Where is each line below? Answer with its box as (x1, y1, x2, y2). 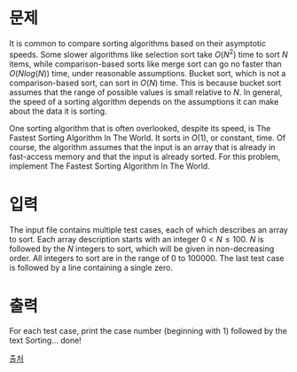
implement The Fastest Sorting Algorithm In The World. (9, 161, 210, 171)
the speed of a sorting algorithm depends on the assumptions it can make (9, 96, 279, 107)
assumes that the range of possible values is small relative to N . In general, (9, 86, 283, 98)
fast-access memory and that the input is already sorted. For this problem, (9, 151, 281, 162)
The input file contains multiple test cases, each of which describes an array (9, 224, 288, 235)
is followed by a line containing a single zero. (9, 262, 173, 273)
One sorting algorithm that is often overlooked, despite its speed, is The (9, 123, 271, 133)
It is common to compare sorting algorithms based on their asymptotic (9, 37, 266, 49)
